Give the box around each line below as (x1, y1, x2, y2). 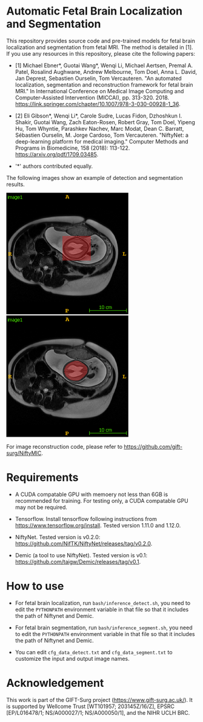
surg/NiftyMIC (6, 449, 42, 457)
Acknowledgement (6, 677, 104, 690)
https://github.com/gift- (124, 443, 183, 450)
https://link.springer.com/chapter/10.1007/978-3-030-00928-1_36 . (15, 100, 181, 107)
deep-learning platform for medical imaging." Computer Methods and (15, 137, 189, 145)
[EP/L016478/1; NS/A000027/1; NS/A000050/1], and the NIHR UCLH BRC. (6, 709, 190, 716)
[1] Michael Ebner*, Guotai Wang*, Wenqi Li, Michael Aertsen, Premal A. (15, 62, 193, 69)
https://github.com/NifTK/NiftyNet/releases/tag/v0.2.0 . (15, 540, 153, 547)
